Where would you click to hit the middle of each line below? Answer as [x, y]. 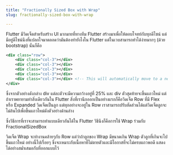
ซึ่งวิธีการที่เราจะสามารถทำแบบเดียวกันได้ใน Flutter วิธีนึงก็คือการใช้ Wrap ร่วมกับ [76, 121]
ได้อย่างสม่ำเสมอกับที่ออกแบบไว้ [33, 148]
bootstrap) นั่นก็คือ [24, 45]
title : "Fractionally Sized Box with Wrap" [53, 10]
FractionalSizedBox [26, 126]
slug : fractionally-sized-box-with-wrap [50, 15]
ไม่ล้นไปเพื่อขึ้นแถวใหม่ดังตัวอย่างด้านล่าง [40, 110]
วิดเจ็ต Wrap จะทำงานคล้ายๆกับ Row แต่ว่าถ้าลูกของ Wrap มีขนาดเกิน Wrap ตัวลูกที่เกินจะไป [87, 137]
